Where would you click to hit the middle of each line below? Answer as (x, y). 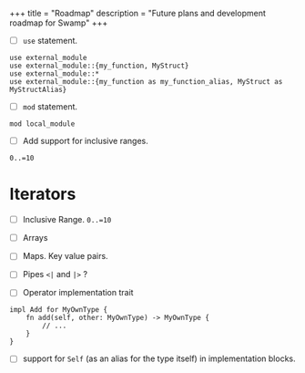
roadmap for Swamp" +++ (59, 23)
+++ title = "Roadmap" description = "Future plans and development (137, 13)
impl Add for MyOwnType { (58, 310)
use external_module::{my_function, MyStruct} (99, 66)
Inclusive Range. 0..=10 (67, 220)
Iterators (43, 194)
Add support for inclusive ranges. (85, 141)
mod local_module (42, 124)
